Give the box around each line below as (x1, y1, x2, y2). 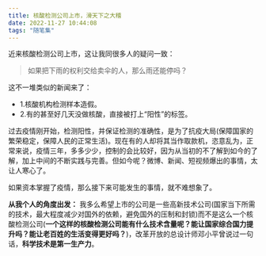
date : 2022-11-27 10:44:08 (8, 19, 97, 27)
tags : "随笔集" (8, 26, 55, 34)
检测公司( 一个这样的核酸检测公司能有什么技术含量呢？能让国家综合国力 (14, 220, 247, 229)
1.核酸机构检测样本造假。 (19, 100, 101, 109)
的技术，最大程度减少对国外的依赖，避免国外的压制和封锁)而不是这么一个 (8, 209, 247, 219)
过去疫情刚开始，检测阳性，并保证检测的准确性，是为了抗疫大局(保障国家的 (8, 126, 254, 136)
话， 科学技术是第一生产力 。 (8, 239, 99, 249)
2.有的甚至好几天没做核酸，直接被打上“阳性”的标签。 (19, 109, 192, 119)
